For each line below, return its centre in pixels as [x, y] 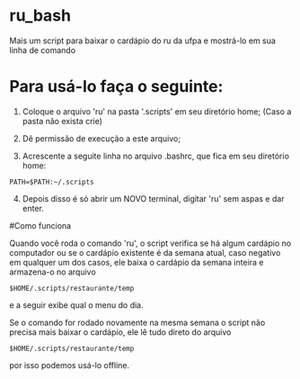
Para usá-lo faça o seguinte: [116, 87]
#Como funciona [40, 225]
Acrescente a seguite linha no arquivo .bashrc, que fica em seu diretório [156, 156]
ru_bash [40, 16]
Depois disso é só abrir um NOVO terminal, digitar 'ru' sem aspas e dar [153, 198]
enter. [33, 208]
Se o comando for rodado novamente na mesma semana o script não [137, 322]
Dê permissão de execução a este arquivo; [101, 138]
